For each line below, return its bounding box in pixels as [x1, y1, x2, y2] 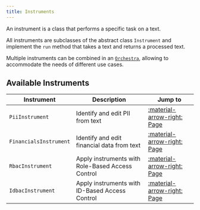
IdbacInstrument [9, 187, 55, 194]
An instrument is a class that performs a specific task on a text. [6, 25, 161, 32]
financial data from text [76, 141, 141, 149]
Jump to [157, 96, 182, 104]
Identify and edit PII [76, 109, 130, 118]
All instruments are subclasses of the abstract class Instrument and [6, 36, 171, 43]
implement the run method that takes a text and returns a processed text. [6, 43, 186, 50]
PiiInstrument [9, 114, 49, 121]
